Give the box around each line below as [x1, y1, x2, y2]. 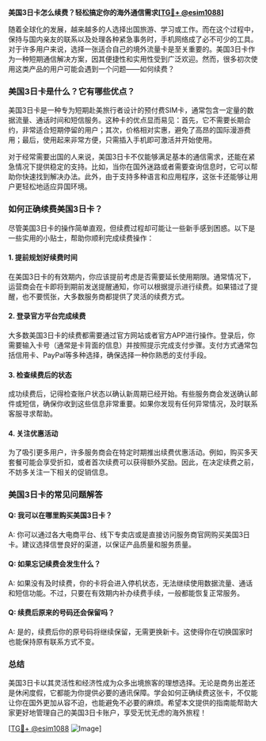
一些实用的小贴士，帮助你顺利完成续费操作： [8, 233, 154, 243]
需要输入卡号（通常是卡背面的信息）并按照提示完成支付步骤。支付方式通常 [8, 340, 251, 350]
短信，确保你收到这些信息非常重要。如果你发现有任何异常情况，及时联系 [21, 399, 258, 409]
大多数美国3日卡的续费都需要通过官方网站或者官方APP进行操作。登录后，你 [8, 331, 256, 340]
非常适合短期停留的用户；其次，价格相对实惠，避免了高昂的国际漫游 [21, 125, 244, 135]
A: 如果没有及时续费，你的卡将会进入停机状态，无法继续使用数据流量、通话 [8, 578, 253, 588]
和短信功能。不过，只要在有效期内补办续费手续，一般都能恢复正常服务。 [8, 588, 244, 597]
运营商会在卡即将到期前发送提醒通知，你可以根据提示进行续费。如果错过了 [8, 282, 251, 291]
